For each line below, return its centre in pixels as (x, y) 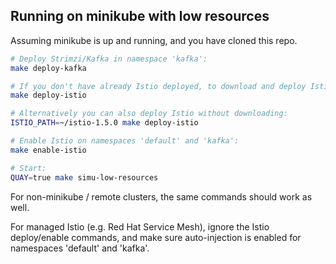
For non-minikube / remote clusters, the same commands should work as (161, 196)
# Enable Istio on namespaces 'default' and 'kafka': (125, 141)
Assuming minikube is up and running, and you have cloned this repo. (154, 40)
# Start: (28, 168)
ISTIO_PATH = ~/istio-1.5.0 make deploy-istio (104, 123)
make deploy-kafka (48, 68)
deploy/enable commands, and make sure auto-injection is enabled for (156, 237)
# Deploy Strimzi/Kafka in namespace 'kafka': (109, 59)
